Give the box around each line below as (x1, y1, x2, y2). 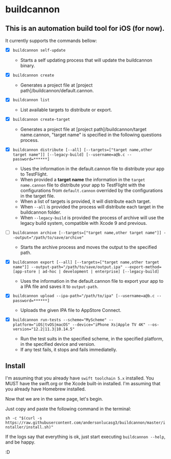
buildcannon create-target (12, 117, 70, 122)
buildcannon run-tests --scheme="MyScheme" (12, 318, 107, 323)
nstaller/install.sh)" (5, 424, 54, 430)
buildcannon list (12, 97, 50, 103)
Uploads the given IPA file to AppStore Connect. (20, 307, 121, 314)
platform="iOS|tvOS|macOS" (12, 322, 70, 327)
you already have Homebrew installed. (5, 386, 86, 392)
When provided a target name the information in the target (20, 176, 145, 182)
